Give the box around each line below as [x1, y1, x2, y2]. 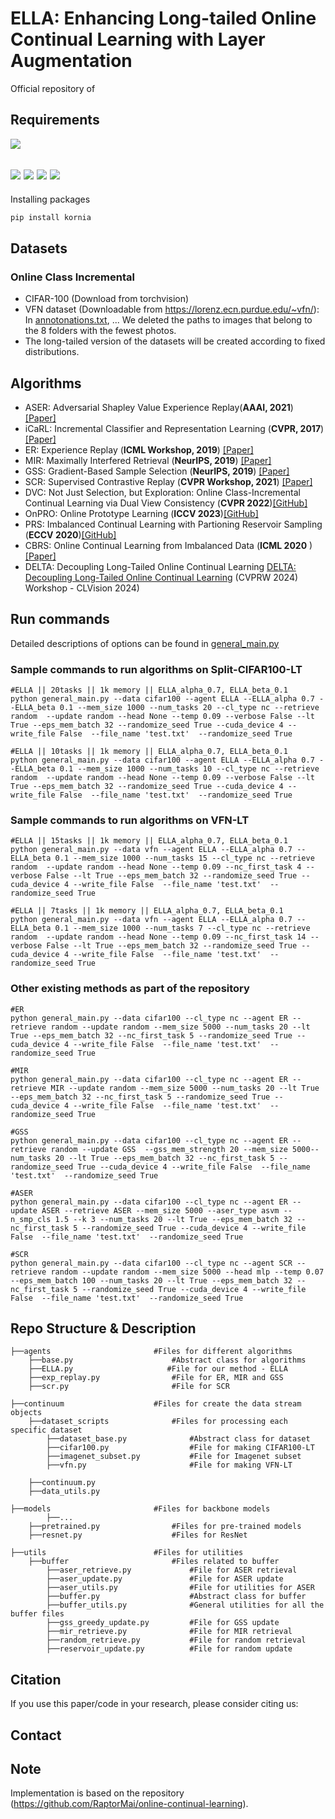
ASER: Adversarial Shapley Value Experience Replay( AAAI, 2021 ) [24, 401, 294, 413]
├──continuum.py [28, 1478, 97, 1488]
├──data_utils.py [28, 1487, 101, 1497]
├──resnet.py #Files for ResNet [28, 1530, 248, 1541]
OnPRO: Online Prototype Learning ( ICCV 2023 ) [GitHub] [24, 507, 259, 519]
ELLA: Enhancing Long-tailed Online [10, 7, 317, 30]
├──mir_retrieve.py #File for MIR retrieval [46, 1627, 293, 1637]
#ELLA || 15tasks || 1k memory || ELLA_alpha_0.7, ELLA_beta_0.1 [10, 836, 288, 846]
